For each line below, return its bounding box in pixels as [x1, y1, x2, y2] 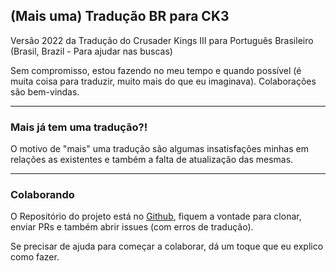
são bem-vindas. [10, 85, 80, 98]
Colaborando [10, 188, 75, 202]
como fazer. [10, 251, 60, 263]
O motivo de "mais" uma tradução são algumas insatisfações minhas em [10, 143, 309, 155]
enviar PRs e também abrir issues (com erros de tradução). [10, 221, 254, 233]
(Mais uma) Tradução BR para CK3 [10, 8, 230, 25]
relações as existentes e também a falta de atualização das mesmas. [10, 154, 294, 166]
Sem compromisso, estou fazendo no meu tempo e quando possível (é [10, 64, 302, 76]
